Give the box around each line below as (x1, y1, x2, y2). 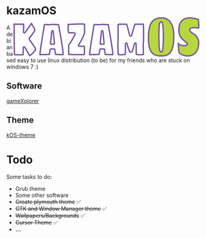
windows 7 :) (6, 63, 39, 71)
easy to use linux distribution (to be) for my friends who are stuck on (17, 56, 190, 64)
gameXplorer (6, 97, 39, 104)
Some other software (15, 191, 69, 199)
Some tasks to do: (6, 173, 52, 180)
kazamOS (6, 4, 57, 18)
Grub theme (15, 185, 46, 192)
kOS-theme (6, 131, 36, 139)
